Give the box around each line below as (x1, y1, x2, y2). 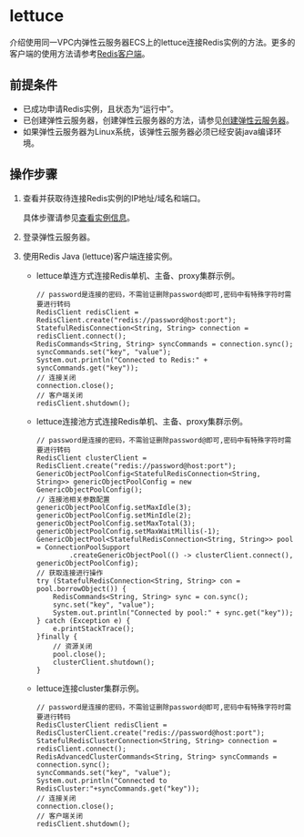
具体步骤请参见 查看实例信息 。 (22, 211, 135, 223)
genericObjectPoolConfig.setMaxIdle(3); (35, 503, 192, 512)
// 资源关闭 (53, 641, 93, 651)
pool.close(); (53, 649, 106, 658)
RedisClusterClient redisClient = (35, 720, 167, 730)
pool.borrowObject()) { (35, 584, 127, 593)
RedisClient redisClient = (35, 307, 139, 317)
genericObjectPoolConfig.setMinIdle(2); (35, 511, 192, 520)
